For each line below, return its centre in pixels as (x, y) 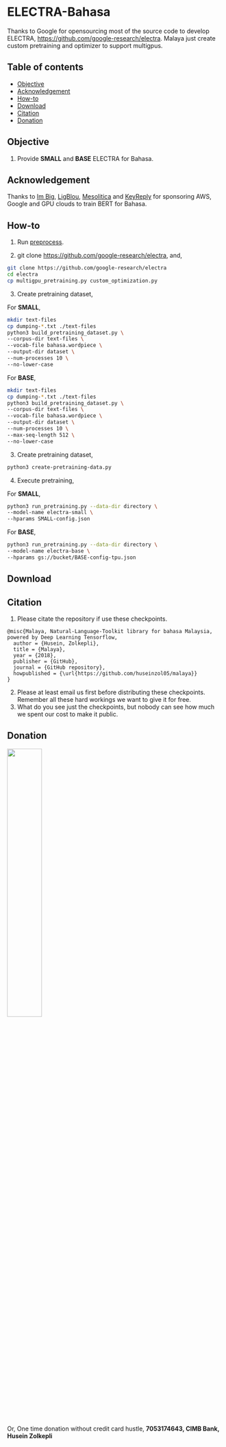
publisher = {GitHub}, (46, 662)
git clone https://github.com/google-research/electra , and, (100, 256)
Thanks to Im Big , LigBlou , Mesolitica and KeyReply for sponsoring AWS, (109, 197)
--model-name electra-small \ (50, 513)
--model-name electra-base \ (49, 551)
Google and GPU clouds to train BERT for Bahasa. (77, 204)
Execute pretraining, (45, 480)
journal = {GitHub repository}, (60, 667)
